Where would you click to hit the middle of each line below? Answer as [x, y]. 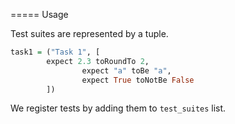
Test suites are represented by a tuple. [89, 33]
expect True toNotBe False [138, 80]
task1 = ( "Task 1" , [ [55, 52]
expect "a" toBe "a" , [126, 70]
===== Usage [39, 14]
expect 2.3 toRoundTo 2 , [98, 61]
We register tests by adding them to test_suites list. [118, 108]
